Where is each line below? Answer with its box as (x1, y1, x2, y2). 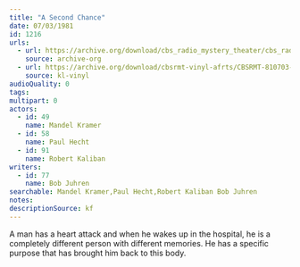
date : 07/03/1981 (9, 21, 74, 30)
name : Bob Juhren (25, 179, 90, 188)
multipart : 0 (9, 96, 58, 105)
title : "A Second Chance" (9, 13, 105, 22)
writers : (9, 163, 42, 171)
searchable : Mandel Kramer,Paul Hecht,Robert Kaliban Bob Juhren (9, 188, 257, 196)
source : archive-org (25, 54, 102, 63)
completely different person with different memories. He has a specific (9, 238, 270, 248)
